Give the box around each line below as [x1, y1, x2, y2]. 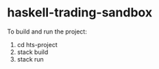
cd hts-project [16, 40, 58, 49]
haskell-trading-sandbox [7, 5, 153, 20]
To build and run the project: [7, 27, 87, 36]
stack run [16, 55, 45, 63]
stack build [16, 48, 49, 56]
